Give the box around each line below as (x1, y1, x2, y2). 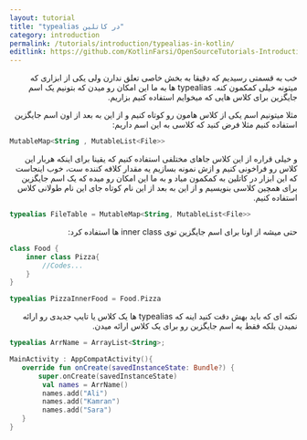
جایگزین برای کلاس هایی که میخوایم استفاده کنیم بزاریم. (107, 92, 298, 103)
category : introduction (9, 30, 101, 39)
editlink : (9, 47, 48, 57)
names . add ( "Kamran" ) (42, 397, 121, 406)
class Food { (9, 244, 59, 253)
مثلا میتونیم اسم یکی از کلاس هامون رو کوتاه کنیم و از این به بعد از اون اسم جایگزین (14, 110, 298, 120)
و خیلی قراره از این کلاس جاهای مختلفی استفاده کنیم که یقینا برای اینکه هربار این (24, 153, 298, 164)
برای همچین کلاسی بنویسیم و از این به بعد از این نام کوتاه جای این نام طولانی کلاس (16, 183, 298, 193)
